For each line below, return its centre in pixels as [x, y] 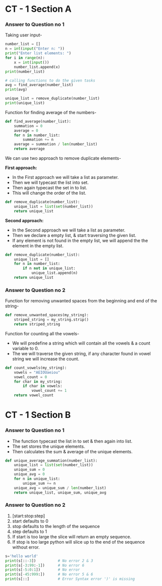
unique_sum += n [39, 483]
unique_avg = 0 [29, 474]
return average [29, 149]
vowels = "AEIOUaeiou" [37, 372]
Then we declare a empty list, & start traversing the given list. [74, 235]
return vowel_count [34, 395]
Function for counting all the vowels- [42, 333]
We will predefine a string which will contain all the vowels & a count [81, 343]
